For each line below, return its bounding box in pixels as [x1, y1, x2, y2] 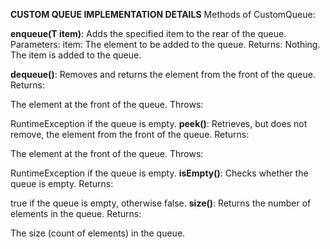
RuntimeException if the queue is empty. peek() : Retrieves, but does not [10, 118, 308, 129]
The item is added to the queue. [10, 49, 142, 61]
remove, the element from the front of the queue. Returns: [10, 129, 250, 140]
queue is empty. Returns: [10, 178, 114, 189]
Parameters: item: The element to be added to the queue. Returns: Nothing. [10, 39, 321, 50]
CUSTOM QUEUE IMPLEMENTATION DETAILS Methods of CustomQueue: [10, 9, 316, 20]
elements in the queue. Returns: [10, 208, 142, 219]
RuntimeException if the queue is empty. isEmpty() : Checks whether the [10, 167, 309, 179]
